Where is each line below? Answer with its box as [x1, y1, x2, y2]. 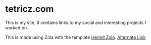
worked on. [5, 24, 28, 30]
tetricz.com [5, 3, 54, 15]
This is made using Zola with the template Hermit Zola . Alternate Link [5, 34, 146, 40]
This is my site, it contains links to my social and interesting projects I [5, 20, 146, 25]
